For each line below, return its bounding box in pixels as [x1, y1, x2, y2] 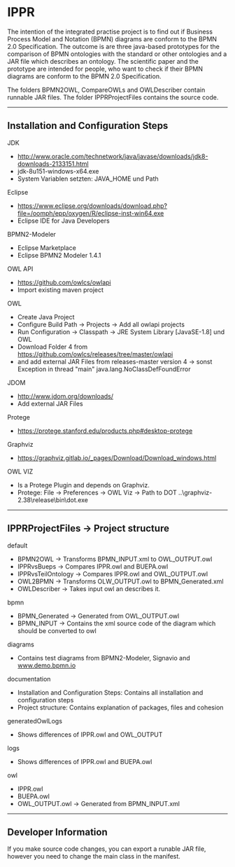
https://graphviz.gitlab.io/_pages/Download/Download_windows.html [17, 453, 217, 462]
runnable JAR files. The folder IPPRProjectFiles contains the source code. [7, 92, 219, 102]
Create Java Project [17, 312, 75, 321]
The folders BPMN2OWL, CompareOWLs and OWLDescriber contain [7, 85, 206, 94]
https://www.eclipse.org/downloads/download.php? [17, 201, 168, 210]
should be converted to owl [17, 626, 97, 634]
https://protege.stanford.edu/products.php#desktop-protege [17, 426, 193, 435]
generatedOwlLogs [7, 716, 63, 725]
